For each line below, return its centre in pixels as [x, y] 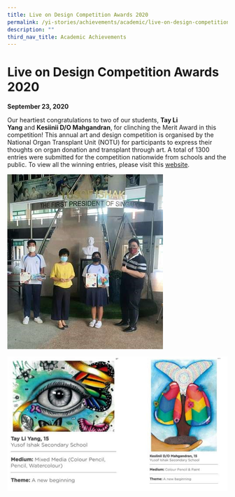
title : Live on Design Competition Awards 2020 [78, 15]
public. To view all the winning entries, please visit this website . [99, 165]
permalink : [23, 22]
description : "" [31, 29]
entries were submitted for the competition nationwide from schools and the [117, 157]
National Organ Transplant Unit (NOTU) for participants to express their [110, 143]
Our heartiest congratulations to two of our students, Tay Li [93, 120]
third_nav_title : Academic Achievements [67, 37]
